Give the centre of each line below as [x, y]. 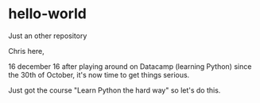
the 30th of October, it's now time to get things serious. [99, 74]
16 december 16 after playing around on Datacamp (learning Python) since [130, 66]
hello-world [48, 14]
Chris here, [27, 51]
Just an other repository [48, 36]
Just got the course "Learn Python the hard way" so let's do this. [114, 90]
